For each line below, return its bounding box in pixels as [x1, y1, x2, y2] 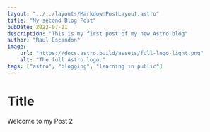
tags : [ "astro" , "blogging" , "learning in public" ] [7, 63, 163, 70]
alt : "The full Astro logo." [20, 56, 106, 64]
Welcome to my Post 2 [7, 116, 73, 125]
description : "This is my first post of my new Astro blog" [7, 30, 189, 37]
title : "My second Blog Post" [7, 17, 97, 24]
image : [7, 43, 27, 50]
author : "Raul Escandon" [7, 37, 81, 44]
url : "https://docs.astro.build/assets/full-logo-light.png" [20, 50, 204, 57]
